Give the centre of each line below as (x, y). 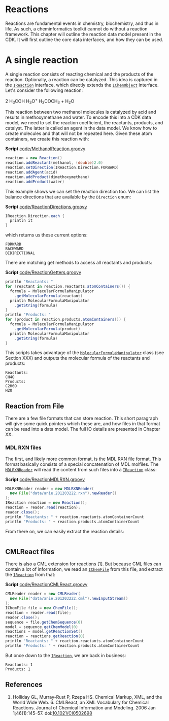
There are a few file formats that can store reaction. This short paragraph (82, 418)
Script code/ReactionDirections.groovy (46, 207)
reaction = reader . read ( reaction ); (43, 508)
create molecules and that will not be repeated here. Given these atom (79, 133)
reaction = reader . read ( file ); (38, 612)
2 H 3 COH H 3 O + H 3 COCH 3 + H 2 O (40, 101)
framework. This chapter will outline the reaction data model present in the (83, 34)
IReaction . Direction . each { (35, 216)
